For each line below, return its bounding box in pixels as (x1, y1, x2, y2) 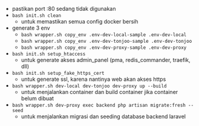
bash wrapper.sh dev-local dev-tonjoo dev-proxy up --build (11, 83, 167, 89)
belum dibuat (21, 95, 54, 102)
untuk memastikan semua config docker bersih (21, 18, 139, 25)
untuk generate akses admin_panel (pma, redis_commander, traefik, (21, 57, 191, 63)
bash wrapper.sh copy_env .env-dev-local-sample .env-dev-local (21, 32, 187, 38)
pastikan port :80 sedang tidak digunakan (11, 5, 116, 12)
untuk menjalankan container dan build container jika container (21, 89, 178, 95)
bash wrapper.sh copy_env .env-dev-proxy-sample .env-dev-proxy (21, 45, 187, 51)
